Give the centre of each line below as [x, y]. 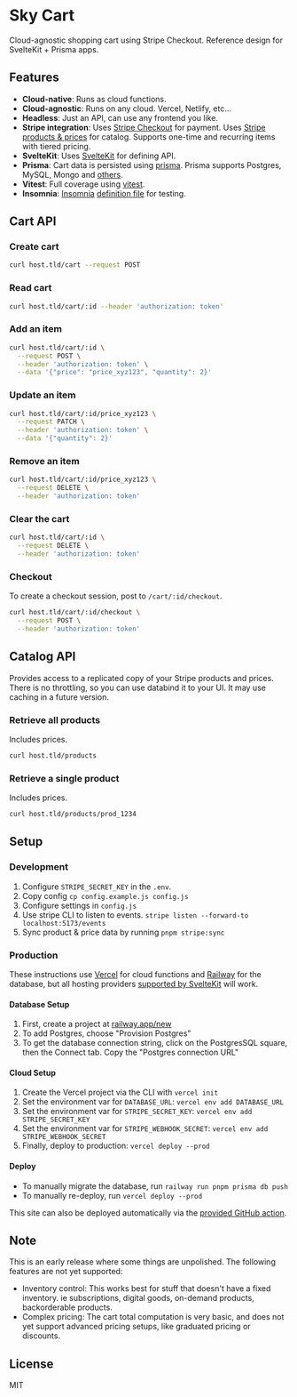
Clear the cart [39, 518]
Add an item [35, 329]
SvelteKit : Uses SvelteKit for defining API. [99, 156]
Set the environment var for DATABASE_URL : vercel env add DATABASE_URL [153, 1102]
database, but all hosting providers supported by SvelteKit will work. [134, 984]
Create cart [34, 247]
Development [39, 867]
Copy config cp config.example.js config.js [105, 895]
